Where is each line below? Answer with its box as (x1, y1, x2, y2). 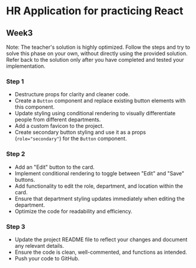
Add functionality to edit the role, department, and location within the (14, 182, 184, 190)
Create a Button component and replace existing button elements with (14, 97, 186, 105)
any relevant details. (14, 242, 64, 249)
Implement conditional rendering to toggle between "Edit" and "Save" (14, 169, 185, 176)
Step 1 (6, 77, 24, 86)
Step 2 (6, 150, 25, 158)
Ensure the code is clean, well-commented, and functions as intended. (14, 248, 188, 256)
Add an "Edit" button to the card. (14, 163, 95, 171)
